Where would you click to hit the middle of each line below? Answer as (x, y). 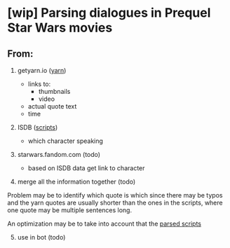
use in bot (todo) (41, 237)
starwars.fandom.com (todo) (59, 154)
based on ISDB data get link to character (86, 168)
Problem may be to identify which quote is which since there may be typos (115, 195)
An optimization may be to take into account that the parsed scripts (104, 223)
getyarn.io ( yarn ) (42, 70)
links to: (39, 84)
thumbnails (54, 91)
